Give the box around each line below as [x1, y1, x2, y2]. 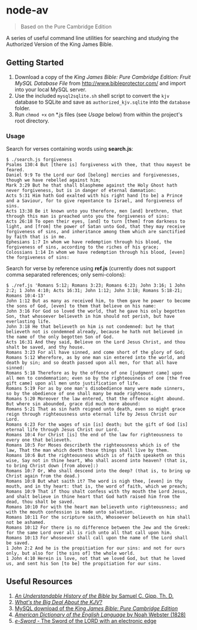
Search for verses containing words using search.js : [6, 145, 133, 152]
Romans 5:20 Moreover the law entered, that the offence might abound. [6, 396, 185, 402]
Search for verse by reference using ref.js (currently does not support [6, 265, 176, 272]
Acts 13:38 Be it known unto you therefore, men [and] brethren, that [6, 208, 183, 214]
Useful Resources [6, 576, 73, 586]
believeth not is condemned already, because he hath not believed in [6, 329, 183, 335]
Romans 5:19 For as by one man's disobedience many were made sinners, [6, 386, 185, 392]
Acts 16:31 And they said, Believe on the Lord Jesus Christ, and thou [6, 339, 185, 345]
